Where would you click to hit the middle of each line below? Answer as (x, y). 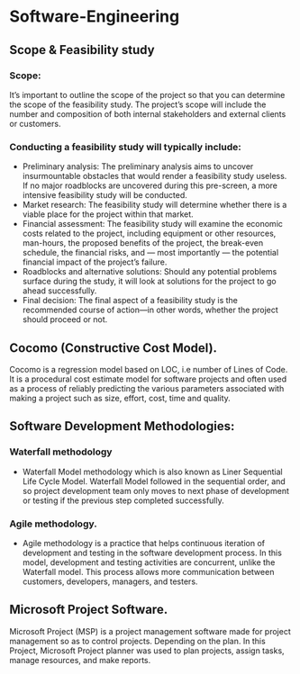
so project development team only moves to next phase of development (156, 490)
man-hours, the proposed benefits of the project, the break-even (143, 243)
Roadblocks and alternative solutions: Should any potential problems (150, 272)
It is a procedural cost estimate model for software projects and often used (148, 379)
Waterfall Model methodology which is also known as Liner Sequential (152, 472)
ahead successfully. (59, 291)
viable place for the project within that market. (108, 214)
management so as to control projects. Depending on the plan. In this (137, 641)
